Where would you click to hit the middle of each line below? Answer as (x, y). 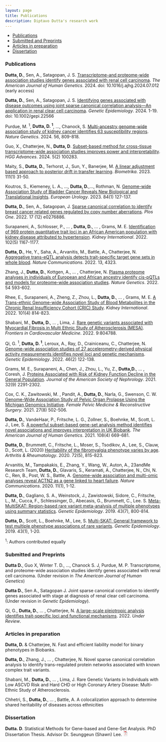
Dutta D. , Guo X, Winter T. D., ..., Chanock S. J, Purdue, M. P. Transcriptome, (83, 565)
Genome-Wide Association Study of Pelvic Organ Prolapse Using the (75, 399)
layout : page (19, 10)
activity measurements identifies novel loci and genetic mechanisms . (75, 354)
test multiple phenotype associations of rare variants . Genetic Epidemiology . (83, 526)
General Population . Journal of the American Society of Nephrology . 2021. (81, 379)
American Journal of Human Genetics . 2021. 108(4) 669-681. (67, 435)
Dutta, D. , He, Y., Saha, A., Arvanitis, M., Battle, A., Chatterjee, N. (71, 252)
